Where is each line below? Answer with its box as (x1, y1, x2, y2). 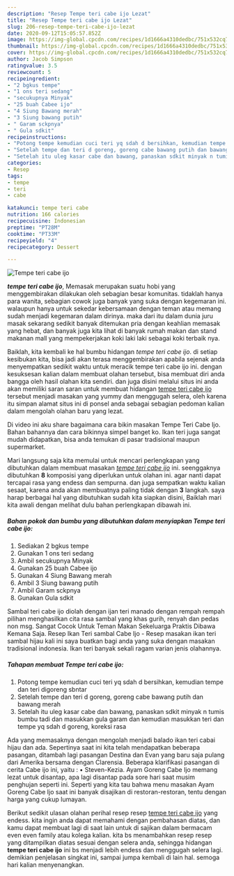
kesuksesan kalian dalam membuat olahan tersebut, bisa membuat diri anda (7, 370, 225, 378)
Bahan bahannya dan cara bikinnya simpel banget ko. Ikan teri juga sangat (7, 428, 221, 436)
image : (7, 36, 26, 43)
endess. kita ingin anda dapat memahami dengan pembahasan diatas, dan (7, 816, 221, 824)
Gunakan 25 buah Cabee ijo (17, 564, 97, 572)
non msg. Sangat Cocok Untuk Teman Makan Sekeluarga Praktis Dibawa (7, 622, 216, 630)
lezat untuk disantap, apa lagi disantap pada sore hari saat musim (7, 773, 196, 782)
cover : (7, 50, 26, 57)
